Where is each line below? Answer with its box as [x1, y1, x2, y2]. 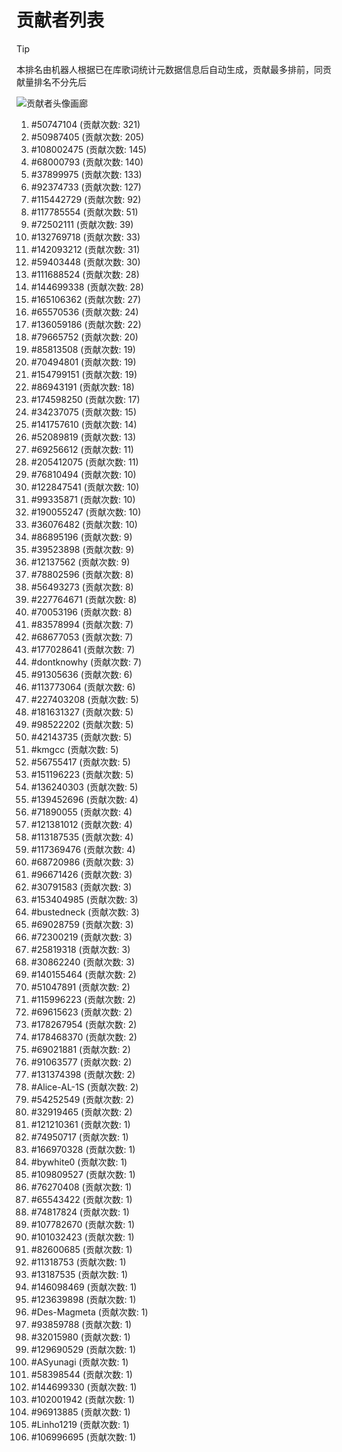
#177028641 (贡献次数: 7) [30, 643, 136, 655]
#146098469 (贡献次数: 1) [30, 1281, 138, 1293]
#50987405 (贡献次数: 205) [30, 131, 145, 143]
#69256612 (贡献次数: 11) [30, 443, 134, 455]
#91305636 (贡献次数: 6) [30, 668, 133, 680]
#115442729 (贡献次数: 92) [30, 193, 142, 205]
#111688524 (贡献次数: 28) [30, 268, 140, 280]
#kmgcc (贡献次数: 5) [30, 743, 119, 755]
